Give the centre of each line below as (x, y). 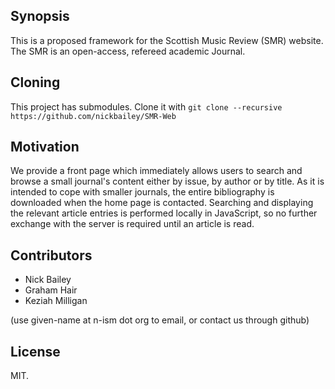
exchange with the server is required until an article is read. (132, 224)
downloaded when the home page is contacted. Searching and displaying (162, 203)
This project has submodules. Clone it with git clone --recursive (146, 106)
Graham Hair (51, 290)
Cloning (35, 82)
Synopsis (40, 16)
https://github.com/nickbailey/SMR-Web (93, 116)
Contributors (51, 255)
